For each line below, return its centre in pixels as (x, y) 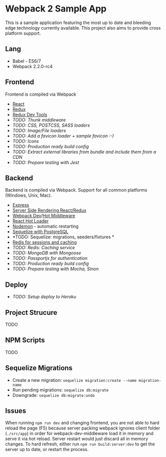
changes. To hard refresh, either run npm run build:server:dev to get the (80, 444)
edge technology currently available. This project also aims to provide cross (83, 28)
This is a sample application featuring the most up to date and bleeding (78, 23)
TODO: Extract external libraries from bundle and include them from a (84, 152)
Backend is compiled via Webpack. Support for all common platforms (76, 190)
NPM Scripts (25, 340)
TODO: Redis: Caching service (44, 248)
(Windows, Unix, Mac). (29, 195)
